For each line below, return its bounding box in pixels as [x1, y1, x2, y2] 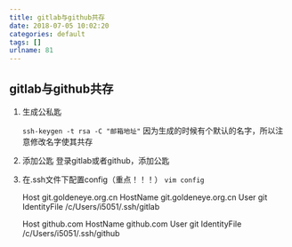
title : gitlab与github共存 [9, 12, 105, 22]
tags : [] [9, 37, 42, 47]
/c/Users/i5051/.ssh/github [21, 227, 120, 238]
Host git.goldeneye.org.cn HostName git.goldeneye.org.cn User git [21, 192, 268, 203]
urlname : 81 [9, 46, 53, 55]
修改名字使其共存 [29, 136, 93, 147]
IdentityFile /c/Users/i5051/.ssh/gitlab [21, 201, 160, 211]
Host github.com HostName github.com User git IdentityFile [21, 219, 242, 229]
